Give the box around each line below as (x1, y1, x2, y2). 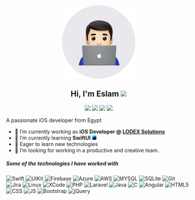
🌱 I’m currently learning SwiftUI (14, 134, 91, 141)
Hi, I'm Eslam (70, 89, 119, 99)
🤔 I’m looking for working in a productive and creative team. (14, 147, 159, 154)
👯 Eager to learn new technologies (14, 140, 98, 147)
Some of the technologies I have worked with (6, 160, 119, 167)
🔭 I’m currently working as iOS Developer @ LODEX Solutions (14, 128, 166, 135)
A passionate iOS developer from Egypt (6, 117, 102, 124)
